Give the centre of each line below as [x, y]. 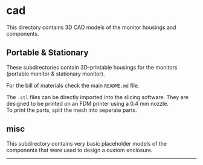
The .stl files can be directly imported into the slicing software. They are [98, 97]
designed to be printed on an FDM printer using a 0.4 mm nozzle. [88, 103]
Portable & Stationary [47, 53]
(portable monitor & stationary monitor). [56, 74]
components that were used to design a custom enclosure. [79, 150]
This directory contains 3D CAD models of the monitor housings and [91, 27]
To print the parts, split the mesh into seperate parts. [72, 110]
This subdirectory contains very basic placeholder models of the [87, 143]
